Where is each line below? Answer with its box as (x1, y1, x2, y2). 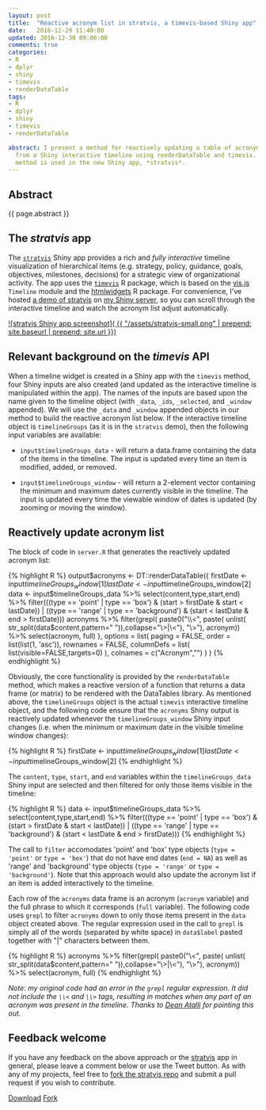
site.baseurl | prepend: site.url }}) (8, 326, 117, 337)
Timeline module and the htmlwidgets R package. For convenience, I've (8, 286, 242, 296)
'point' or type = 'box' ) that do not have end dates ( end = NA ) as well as (8, 853, 248, 863)
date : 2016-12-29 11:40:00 (8, 26, 104, 34)
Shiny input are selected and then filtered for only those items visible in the (8, 780, 253, 790)
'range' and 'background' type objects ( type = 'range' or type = (8, 861, 219, 872)
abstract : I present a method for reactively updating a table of (8, 143, 232, 151)
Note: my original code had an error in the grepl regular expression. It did (8, 983, 249, 993)
